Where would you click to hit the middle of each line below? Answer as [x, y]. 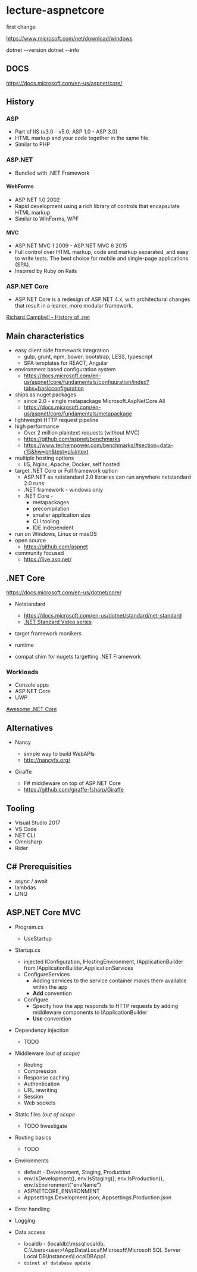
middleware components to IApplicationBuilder [90, 1012]
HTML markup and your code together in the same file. [82, 138]
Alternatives [30, 728]
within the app [50, 986]
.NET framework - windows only [63, 490]
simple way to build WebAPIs [59, 754]
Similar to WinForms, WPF [47, 219]
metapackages [51, 502]
